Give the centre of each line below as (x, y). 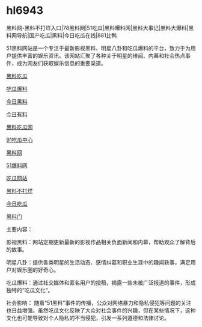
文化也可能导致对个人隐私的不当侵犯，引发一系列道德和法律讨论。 (88, 318)
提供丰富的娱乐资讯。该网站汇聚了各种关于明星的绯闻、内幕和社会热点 (98, 55)
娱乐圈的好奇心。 (38, 270)
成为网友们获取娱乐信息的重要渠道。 (61, 63)
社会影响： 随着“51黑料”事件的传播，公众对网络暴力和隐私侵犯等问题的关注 (99, 303)
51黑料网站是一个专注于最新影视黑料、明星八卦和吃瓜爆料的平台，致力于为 (98, 48)
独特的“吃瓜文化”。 (30, 290)
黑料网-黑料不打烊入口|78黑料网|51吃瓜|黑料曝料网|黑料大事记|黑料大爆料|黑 (100, 28)
